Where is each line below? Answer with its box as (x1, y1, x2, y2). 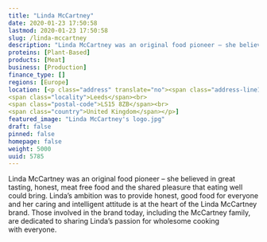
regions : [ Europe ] (8, 78, 69, 86)
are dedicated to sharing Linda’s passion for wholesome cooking (8, 217, 220, 226)
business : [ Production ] (8, 64, 87, 72)
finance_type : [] (8, 71, 66, 79)
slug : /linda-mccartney (8, 33, 87, 42)
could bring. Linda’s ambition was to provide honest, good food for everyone (8, 191, 259, 201)
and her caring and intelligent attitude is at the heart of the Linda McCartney (8, 200, 257, 209)
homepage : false (8, 137, 62, 146)
